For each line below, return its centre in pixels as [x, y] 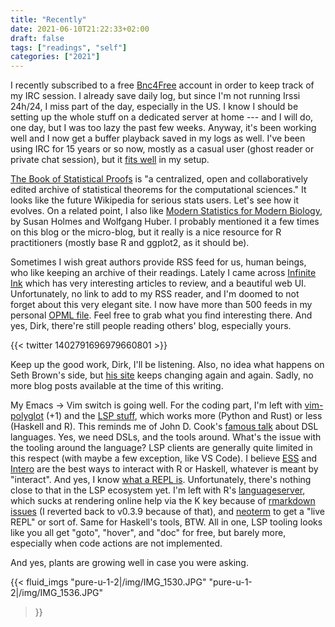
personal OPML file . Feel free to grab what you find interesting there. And [161, 315]
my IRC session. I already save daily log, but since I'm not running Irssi [155, 96]
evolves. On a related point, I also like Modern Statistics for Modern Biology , [166, 211]
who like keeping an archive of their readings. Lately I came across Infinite [163, 273]
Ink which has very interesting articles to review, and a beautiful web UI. [158, 283]
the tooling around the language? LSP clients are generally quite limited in [161, 448]
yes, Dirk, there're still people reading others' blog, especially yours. [151, 326]
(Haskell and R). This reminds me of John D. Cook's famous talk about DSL [164, 427]
